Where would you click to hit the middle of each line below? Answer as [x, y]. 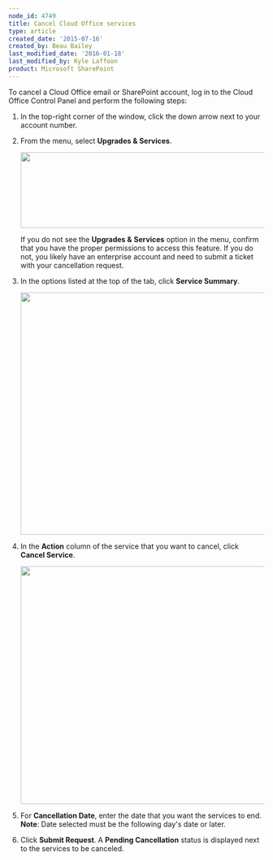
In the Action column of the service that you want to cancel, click [130, 546]
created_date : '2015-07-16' [56, 39]
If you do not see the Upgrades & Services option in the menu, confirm [139, 239]
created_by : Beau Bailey [50, 46]
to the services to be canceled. [72, 848]
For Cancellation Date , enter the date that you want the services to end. [141, 815]
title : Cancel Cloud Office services [72, 24]
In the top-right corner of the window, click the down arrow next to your [140, 116]
